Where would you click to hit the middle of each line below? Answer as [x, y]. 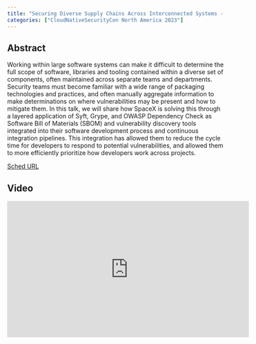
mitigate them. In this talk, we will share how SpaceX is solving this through [114, 109]
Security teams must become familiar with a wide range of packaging [106, 87]
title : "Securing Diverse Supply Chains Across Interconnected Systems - [116, 13]
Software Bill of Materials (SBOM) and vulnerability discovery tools [102, 124]
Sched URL [23, 166]
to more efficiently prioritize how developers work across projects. [102, 153]
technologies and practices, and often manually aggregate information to [111, 94]
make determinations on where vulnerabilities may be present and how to [111, 102]
